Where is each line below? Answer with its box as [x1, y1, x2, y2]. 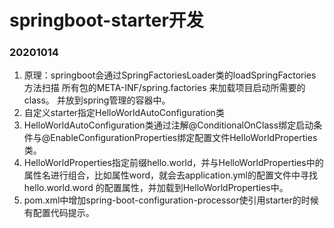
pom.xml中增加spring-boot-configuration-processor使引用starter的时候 [23, 194, 319, 206]
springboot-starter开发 [9, 9, 204, 32]
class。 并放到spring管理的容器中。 [23, 94, 171, 106]
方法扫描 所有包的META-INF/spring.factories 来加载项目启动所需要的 [23, 82, 306, 94]
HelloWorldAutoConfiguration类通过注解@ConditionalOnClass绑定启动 [23, 119, 314, 131]
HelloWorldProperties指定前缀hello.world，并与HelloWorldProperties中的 [23, 157, 324, 169]
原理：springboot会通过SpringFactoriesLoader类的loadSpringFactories [23, 69, 317, 81]
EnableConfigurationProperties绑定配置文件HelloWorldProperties [50, 132, 318, 144]
